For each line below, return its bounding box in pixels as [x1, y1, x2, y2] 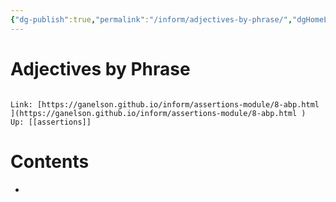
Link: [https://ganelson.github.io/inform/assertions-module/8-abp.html [10, 99, 320, 110]
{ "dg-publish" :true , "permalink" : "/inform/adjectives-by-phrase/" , [10, 14, 293, 25]
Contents [10, 150, 90, 173]
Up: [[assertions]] [10, 117, 92, 127]
